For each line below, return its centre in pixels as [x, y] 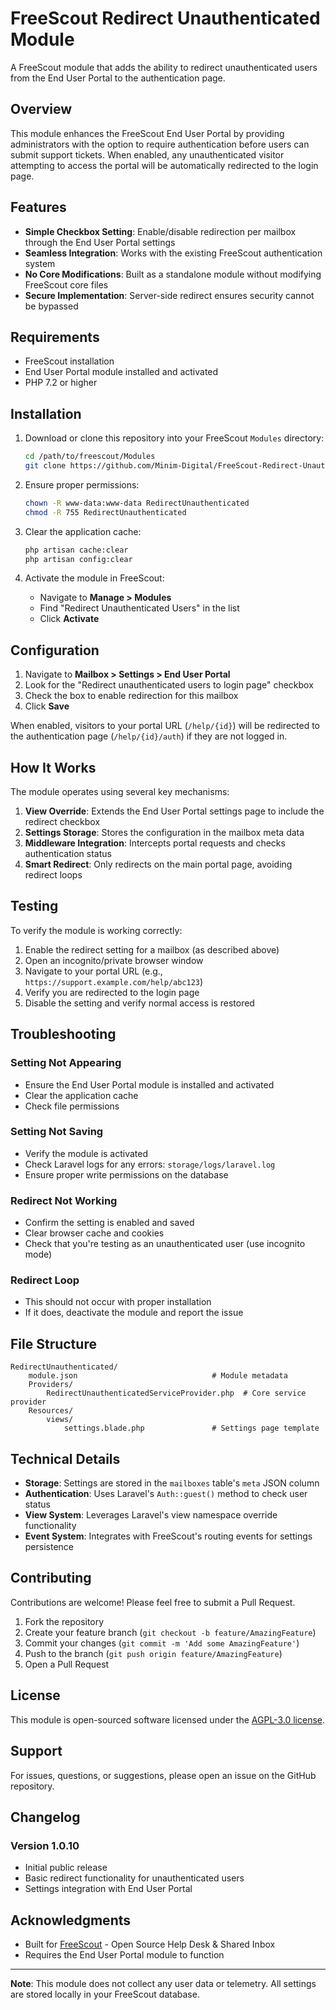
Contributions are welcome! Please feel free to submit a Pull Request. [153, 1602]
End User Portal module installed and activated [121, 372]
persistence [49, 1547]
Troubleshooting [63, 1034]
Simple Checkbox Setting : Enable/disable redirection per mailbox [160, 231]
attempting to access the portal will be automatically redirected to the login [164, 165]
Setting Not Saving [57, 1132]
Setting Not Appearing [66, 1063]
